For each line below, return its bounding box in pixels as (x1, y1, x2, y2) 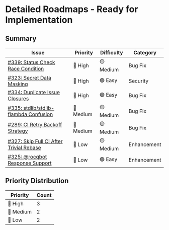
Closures (8, 95, 29, 102)
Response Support (8, 160, 52, 167)
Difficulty (100, 49, 123, 56)
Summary (5, 34, 37, 43)
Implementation (5, 14, 73, 26)
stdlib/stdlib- (23, 104, 54, 111)
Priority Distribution (5, 177, 69, 185)
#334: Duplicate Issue (8, 89, 60, 96)
